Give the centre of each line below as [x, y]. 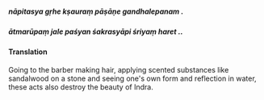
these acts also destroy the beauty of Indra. [81, 87]
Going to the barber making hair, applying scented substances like [119, 69]
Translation [28, 52]
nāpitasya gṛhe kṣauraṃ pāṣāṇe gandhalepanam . [96, 11]
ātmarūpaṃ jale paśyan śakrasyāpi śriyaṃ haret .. [96, 31]
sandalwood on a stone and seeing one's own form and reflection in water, [132, 78]
